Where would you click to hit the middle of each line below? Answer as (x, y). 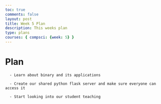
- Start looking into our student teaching (55, 97)
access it (15, 88)
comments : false (22, 14)
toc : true (15, 10)
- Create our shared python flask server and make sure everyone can (83, 84)
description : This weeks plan (36, 28)
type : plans (17, 33)
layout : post (19, 19)
